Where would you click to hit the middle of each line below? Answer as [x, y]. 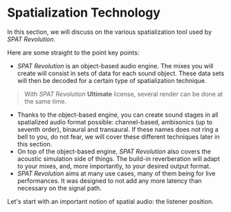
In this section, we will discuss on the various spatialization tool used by [110, 32]
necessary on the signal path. [59, 188]
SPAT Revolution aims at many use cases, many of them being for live [116, 173]
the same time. [45, 101]
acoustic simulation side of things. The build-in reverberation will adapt [118, 158]
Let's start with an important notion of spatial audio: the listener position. [111, 201]
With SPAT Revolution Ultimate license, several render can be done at [123, 94]
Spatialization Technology [84, 13]
